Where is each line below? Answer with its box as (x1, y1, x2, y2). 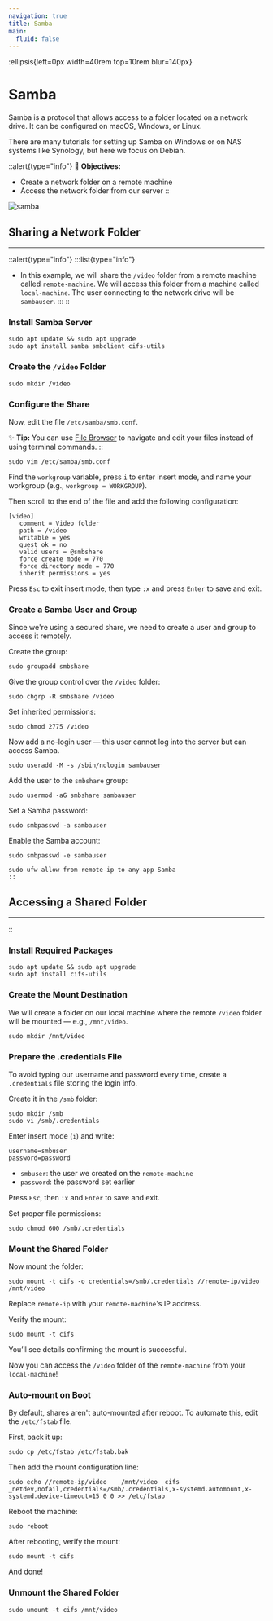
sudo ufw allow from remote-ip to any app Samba (8, 866, 176, 874)
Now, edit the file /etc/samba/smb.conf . (8, 416, 138, 426)
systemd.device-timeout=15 (8, 1492, 100, 1500)
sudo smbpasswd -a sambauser (8, 822, 107, 830)
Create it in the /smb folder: (8, 1094, 98, 1103)
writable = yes (19, 533, 71, 542)
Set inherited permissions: (8, 707, 96, 717)
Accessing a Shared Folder (8, 895, 148, 909)
